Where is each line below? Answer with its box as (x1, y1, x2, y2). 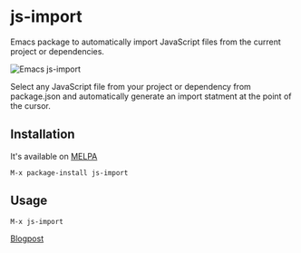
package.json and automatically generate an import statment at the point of (10, 91, 292, 102)
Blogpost (10, 233, 44, 244)
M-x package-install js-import (10, 168, 129, 178)
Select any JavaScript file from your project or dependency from (10, 81, 252, 92)
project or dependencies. (10, 45, 105, 56)
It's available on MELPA (10, 151, 98, 161)
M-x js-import (10, 217, 64, 226)
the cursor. (10, 100, 51, 111)
